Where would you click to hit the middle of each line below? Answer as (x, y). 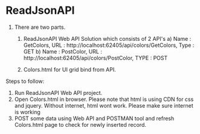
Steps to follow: (25, 81)
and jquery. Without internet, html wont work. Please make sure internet (104, 105)
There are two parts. (40, 27)
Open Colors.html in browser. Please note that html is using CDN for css (104, 99)
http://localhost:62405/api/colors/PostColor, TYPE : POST (95, 58)
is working (27, 112)
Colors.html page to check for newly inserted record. (80, 124)
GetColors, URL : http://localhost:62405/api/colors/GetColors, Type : (109, 45)
